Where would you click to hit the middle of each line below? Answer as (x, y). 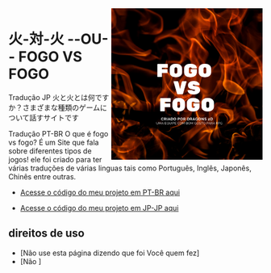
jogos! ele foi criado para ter (55, 159)
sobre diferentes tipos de (50, 151)
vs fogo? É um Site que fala (54, 142)
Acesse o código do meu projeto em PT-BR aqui (100, 192)
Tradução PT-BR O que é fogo (58, 133)
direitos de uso (46, 233)
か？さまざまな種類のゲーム (54, 107)
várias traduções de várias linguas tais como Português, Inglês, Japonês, (130, 168)
